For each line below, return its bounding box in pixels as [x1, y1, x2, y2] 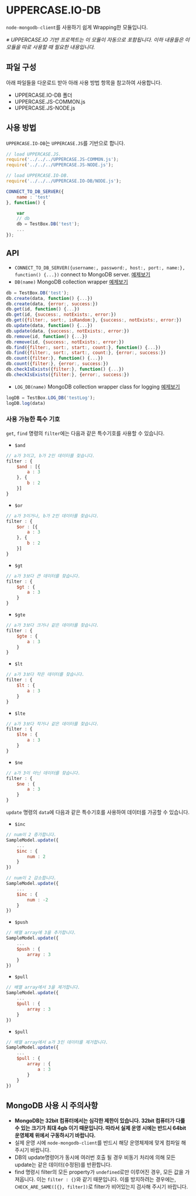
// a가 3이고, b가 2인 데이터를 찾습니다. [6, 452, 95, 458]
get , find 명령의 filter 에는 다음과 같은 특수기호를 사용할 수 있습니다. [6, 430, 165, 437]
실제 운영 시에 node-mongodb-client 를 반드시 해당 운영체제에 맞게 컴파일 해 [14, 1139, 186, 1146]
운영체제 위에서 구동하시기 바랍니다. [14, 1132, 96, 1139]
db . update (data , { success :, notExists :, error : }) [6, 328, 130, 334]
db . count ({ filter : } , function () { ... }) [6, 356, 104, 361]
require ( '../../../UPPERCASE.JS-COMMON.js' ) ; [6, 157, 119, 163]
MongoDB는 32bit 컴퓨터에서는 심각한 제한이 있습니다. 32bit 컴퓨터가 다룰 [14, 1117, 185, 1124]
